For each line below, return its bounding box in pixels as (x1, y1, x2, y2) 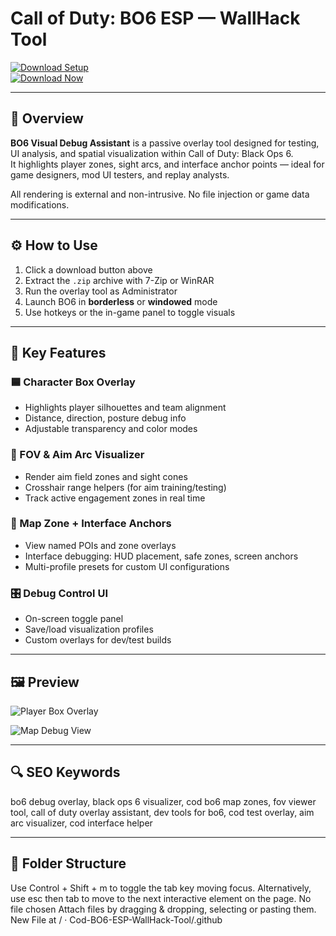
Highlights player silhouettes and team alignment (24, 402, 227, 414)
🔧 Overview (10, 110, 84, 127)
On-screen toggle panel (24, 613, 124, 625)
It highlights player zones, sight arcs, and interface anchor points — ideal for (10, 158, 325, 170)
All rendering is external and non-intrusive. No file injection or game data (10, 188, 310, 200)
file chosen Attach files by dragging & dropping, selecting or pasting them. (10, 903, 317, 915)
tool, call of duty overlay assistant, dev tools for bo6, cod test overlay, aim (10, 806, 315, 818)
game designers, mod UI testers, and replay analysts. (10, 168, 230, 181)
